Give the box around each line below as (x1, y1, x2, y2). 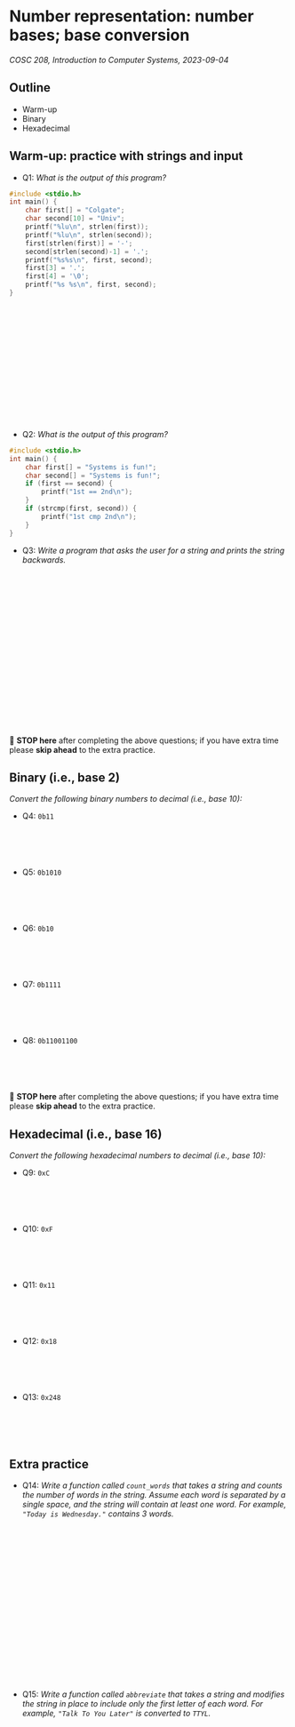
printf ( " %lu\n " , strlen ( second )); (25, 230, 153, 239)
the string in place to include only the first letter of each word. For (21, 1699, 264, 1708)
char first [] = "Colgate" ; (25, 206, 125, 215)
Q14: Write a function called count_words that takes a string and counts (21, 1480, 283, 1491)
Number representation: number (9, 6, 255, 27)
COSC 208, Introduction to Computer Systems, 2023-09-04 (9, 54, 229, 65)
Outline (9, 80, 51, 95)
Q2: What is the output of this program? (21, 428, 169, 439)
